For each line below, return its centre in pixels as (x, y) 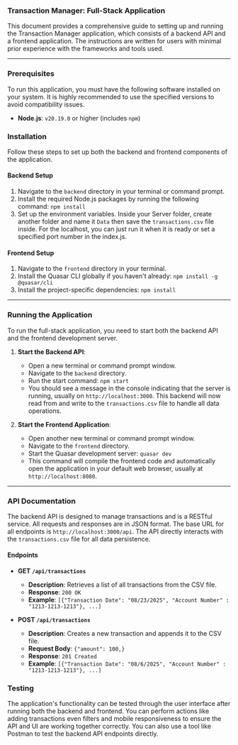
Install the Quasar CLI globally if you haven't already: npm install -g (118, 276)
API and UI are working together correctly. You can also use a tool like (109, 727)
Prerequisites (31, 74)
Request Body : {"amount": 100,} (76, 649)
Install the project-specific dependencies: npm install (97, 290)
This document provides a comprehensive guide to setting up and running (115, 26)
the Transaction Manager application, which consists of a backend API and (117, 33)
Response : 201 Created (62, 656)
